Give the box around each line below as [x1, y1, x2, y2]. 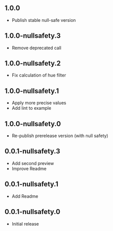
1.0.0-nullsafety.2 [4, 59, 61, 68]
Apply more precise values [11, 100, 67, 106]
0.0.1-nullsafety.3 [4, 147, 60, 155]
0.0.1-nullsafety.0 [4, 208, 60, 216]
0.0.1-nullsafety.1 [4, 180, 59, 188]
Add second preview [11, 160, 54, 166]
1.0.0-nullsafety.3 [4, 32, 61, 40]
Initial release [11, 221, 39, 227]
